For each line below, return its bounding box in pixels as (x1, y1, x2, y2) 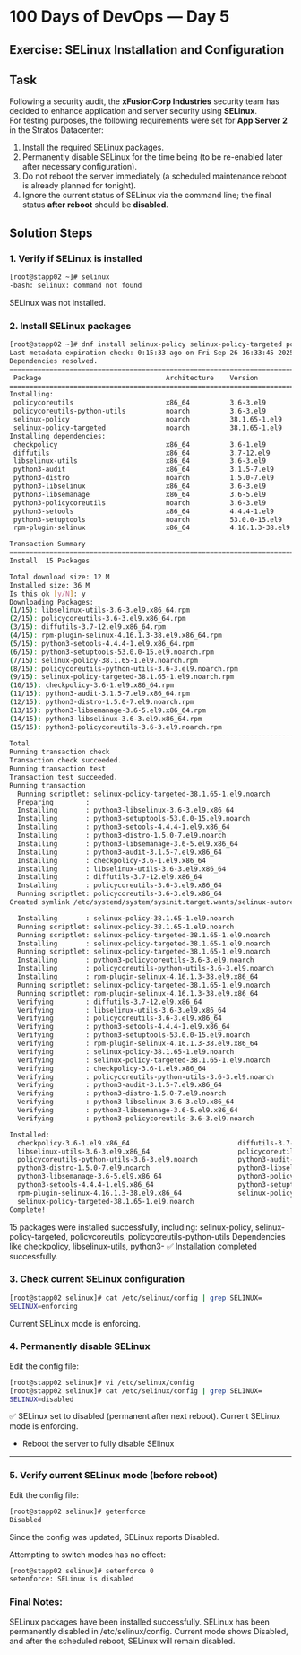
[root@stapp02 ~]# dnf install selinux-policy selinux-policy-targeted (9, 340, 282, 349)
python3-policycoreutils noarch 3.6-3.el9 (13, 498, 267, 508)
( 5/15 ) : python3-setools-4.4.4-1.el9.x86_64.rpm (9, 639, 194, 648)
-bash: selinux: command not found (9, 281, 142, 290)
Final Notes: (9, 1596, 63, 1608)
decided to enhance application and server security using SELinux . (9, 106, 258, 117)
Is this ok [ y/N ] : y (9, 589, 87, 598)
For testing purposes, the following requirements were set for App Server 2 (9, 115, 288, 126)
